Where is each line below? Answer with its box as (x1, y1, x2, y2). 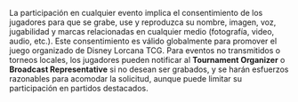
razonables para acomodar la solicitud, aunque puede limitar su (9, 74, 243, 83)
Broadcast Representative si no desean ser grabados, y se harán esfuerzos (9, 64, 289, 75)
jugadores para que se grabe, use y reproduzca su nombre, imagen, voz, (9, 17, 277, 27)
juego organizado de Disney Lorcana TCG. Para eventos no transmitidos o (9, 45, 281, 56)
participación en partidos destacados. (9, 83, 149, 93)
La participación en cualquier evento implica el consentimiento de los (9, 8, 263, 18)
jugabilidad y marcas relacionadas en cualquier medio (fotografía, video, (9, 27, 275, 36)
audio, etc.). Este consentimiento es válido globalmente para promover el (9, 35, 278, 46)
